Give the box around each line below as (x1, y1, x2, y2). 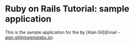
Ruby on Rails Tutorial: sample (5, 3, 130, 14)
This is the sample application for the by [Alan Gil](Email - (5, 29, 120, 35)
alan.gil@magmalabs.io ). (5, 34, 54, 40)
